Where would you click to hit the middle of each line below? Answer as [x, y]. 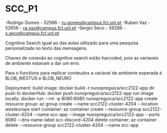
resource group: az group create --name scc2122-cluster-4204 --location [82, 103]
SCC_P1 [22, 9]
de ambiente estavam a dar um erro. [43, 63]
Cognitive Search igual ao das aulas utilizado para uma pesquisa [72, 42]
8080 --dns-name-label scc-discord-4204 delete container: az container [81, 119]
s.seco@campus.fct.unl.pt [32, 33]
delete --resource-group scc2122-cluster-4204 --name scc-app [72, 125]
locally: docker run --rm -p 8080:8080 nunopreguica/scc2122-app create [81, 98]
